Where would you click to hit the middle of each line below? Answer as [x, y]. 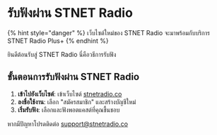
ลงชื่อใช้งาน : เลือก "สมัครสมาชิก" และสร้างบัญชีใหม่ [77, 102]
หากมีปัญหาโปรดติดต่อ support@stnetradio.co [68, 124]
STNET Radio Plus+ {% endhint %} [58, 41]
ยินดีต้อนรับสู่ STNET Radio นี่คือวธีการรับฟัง [62, 54]
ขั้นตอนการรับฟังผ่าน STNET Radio [74, 77]
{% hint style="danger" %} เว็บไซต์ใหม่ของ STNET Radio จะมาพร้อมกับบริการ [109, 32]
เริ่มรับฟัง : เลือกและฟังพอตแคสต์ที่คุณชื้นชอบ [69, 110]
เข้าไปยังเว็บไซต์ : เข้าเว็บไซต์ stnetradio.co [70, 94]
